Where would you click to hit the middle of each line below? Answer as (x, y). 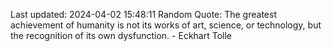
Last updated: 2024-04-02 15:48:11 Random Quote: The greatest (143, 14)
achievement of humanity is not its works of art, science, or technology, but (166, 25)
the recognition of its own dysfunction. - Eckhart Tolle (121, 35)
